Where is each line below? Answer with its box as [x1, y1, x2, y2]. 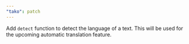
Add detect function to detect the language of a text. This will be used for [6, 25, 183, 32]
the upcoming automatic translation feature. [6, 31, 112, 38]
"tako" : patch [6, 8, 41, 15]
